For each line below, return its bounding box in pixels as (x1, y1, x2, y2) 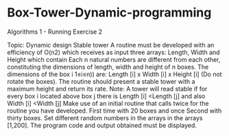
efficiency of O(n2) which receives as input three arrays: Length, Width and (7, 48, 221, 56)
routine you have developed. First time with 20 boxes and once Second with (7, 106, 222, 115)
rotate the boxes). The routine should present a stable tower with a (7, 77, 195, 85)
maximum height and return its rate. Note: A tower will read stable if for (7, 84, 208, 93)
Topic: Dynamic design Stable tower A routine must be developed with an (7, 41, 215, 49)
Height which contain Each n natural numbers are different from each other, (7, 55, 221, 63)
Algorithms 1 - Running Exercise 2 (7, 27, 103, 36)
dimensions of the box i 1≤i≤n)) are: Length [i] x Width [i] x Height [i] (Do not (7, 70, 222, 78)
